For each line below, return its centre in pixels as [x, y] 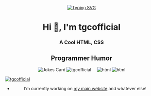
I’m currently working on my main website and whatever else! [85, 88]
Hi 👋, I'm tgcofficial [82, 27]
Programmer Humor [82, 58]
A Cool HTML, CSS [82, 42]
